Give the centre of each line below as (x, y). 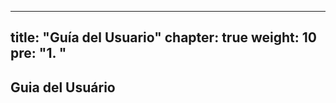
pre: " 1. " (38, 53)
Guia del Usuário (63, 87)
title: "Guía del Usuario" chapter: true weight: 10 (163, 37)
